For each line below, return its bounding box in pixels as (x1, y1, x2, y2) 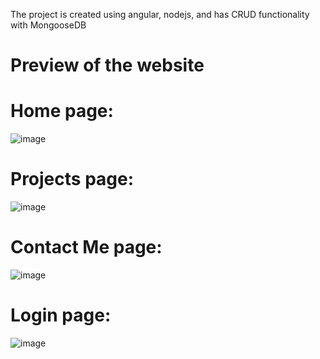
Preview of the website (10, 54, 205, 77)
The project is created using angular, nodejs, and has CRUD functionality (10, 9, 310, 20)
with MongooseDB (10, 19, 87, 31)
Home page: (10, 100, 114, 123)
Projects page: (10, 168, 135, 191)
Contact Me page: (10, 236, 163, 259)
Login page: (10, 304, 112, 327)
